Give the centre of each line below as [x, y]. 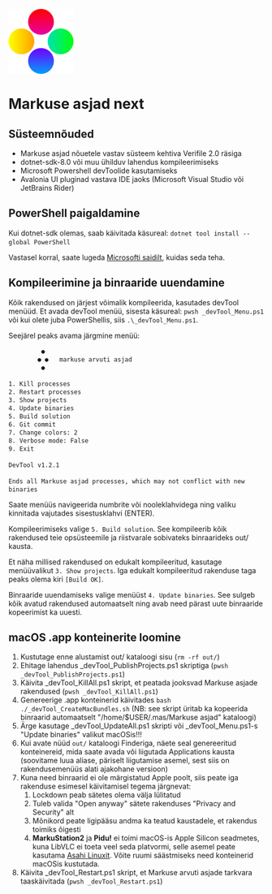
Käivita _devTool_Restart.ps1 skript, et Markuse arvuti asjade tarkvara [136, 873]
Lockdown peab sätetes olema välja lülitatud [106, 795]
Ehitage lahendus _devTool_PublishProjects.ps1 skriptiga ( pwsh [124, 666]
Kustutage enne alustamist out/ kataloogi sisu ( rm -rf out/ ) [120, 657]
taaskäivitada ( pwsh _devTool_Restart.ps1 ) [91, 881]
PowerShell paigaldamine [74, 213]
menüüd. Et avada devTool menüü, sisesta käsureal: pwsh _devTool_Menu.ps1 [136, 311]
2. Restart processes [45, 392]
